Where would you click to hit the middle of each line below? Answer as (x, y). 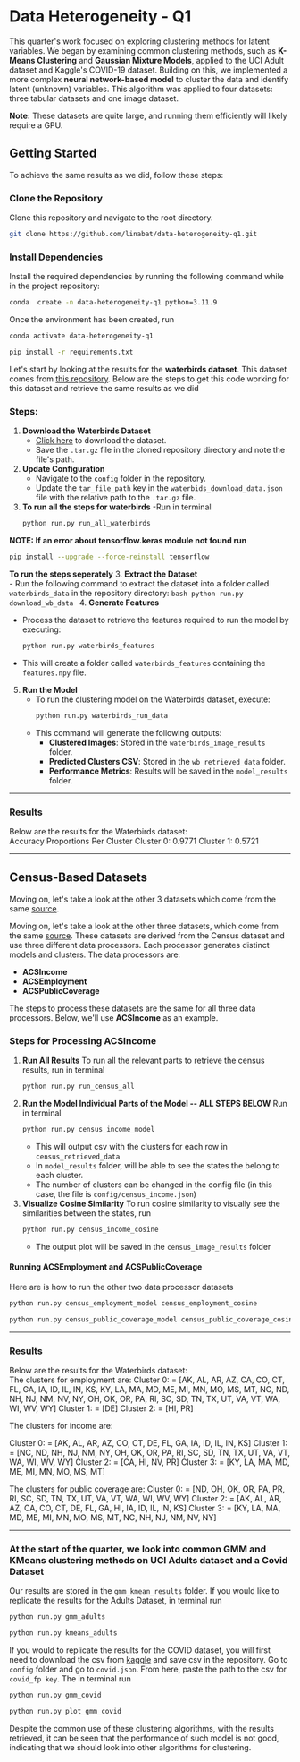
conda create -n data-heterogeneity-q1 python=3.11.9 (113, 303)
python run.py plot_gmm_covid (66, 1711)
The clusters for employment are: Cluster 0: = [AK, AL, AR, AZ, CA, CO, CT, (147, 1380)
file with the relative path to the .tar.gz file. (116, 498)
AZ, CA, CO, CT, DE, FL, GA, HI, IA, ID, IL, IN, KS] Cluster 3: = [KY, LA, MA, (145, 1508)
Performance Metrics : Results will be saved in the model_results (168, 771)
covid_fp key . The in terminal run (70, 1678)
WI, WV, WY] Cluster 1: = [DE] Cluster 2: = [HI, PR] (101, 1408)
